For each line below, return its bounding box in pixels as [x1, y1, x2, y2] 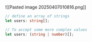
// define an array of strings [5, 14, 70, 19]
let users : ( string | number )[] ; [5, 32, 74, 37]
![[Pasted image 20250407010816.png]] [5, 4, 87, 10]
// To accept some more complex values [5, 27, 88, 32]
